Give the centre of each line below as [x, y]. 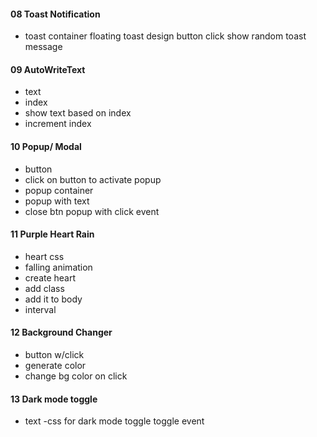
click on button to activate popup [93, 179]
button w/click [54, 355]
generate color [55, 366]
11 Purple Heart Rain [52, 234]
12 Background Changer [61, 332]
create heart [50, 277]
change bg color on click [76, 376]
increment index [58, 124]
